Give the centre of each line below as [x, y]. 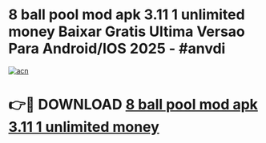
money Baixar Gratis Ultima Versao [127, 32]
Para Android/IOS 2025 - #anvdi [117, 49]
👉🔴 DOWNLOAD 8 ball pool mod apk [133, 105]
